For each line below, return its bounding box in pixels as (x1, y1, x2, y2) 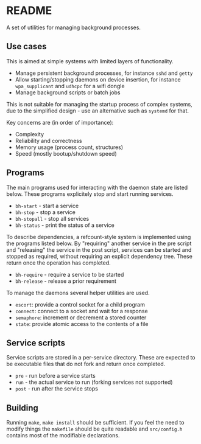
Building (6, 403, 38, 413)
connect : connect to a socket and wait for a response (15, 307, 148, 314)
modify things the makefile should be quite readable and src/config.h (6, 425, 183, 432)
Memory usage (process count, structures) (15, 144, 124, 151)
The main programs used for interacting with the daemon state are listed (6, 184, 188, 191)
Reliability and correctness (15, 137, 82, 144)
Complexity (15, 130, 44, 137)
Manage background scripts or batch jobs (15, 89, 121, 96)
